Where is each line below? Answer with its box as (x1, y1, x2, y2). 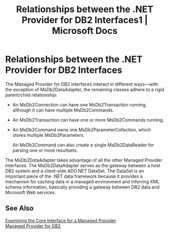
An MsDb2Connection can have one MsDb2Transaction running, (12, 101, 147, 107)
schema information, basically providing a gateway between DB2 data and (5, 184, 160, 190)
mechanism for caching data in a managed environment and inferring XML (5, 178, 160, 184)
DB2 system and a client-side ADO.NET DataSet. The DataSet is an (5, 168, 144, 174)
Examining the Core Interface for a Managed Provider (5, 217, 117, 223)
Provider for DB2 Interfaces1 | (22, 14, 148, 26)
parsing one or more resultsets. (12, 147, 78, 153)
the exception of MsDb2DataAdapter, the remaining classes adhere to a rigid (5, 86, 164, 92)
